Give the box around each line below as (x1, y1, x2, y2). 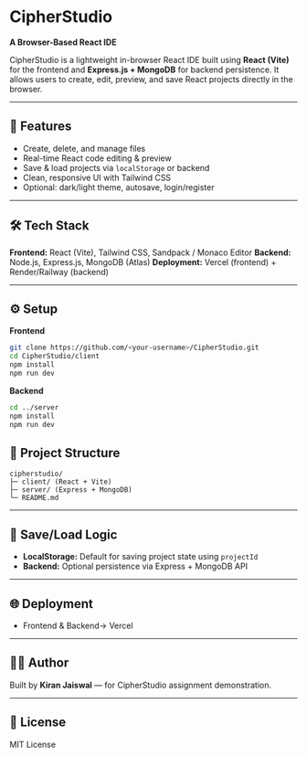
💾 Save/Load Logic (9, 527, 118, 542)
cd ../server (9, 402, 59, 412)
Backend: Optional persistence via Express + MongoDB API (22, 560, 249, 572)
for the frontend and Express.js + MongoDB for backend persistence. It (9, 64, 280, 75)
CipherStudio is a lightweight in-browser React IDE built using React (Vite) (9, 54, 290, 65)
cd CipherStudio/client (9, 352, 101, 361)
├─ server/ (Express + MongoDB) (9, 485, 132, 495)
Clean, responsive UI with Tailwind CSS (22, 172, 172, 183)
